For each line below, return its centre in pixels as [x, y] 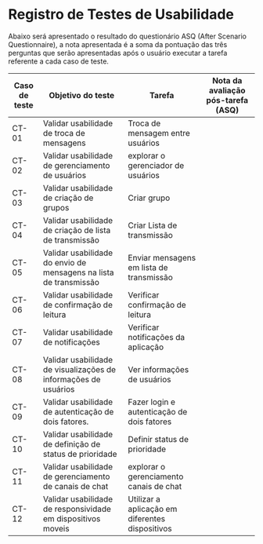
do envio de [65, 262]
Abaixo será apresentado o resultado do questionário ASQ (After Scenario [127, 36]
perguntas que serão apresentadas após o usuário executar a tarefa [118, 53]
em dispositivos [72, 518]
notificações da [157, 337]
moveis [56, 528]
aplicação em [153, 509]
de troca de [64, 133]
